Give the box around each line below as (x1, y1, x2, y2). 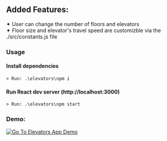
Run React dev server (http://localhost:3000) (6, 88, 120, 95)
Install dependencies (6, 62, 59, 70)
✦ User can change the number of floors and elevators (6, 20, 140, 27)
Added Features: (6, 5, 69, 15)
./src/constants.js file (6, 33, 58, 40)
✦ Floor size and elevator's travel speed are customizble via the (6, 27, 161, 34)
